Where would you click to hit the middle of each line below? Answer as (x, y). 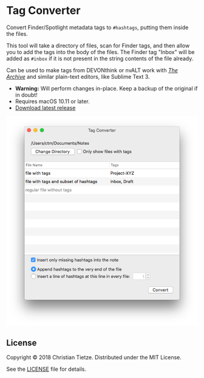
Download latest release (45, 107)
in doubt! (26, 95)
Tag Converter (43, 11)
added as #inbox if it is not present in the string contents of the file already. (100, 58)
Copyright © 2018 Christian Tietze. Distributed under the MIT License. (94, 357)
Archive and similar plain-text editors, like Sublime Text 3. (78, 76)
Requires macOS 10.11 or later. (52, 101)
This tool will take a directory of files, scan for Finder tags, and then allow (98, 46)
